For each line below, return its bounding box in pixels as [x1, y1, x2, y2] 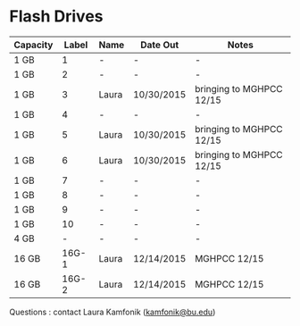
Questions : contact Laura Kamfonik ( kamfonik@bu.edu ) [9, 306, 216, 317]
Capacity [13, 38, 54, 51]
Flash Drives [9, 6, 104, 27]
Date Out [139, 38, 179, 51]
